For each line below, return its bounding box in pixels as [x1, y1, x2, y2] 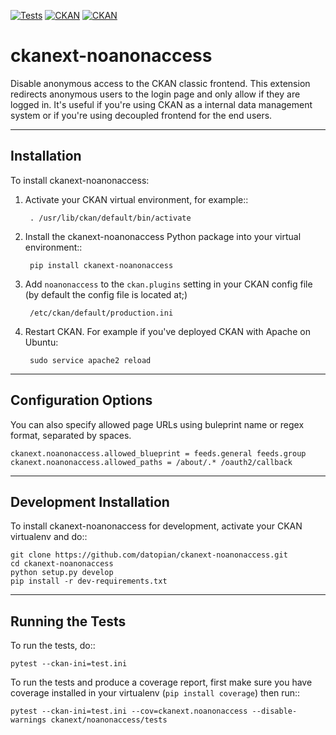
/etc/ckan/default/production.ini [29, 308, 174, 318]
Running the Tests [10, 613, 127, 630]
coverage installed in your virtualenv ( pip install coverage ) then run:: [10, 687, 301, 699]
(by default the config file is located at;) [24, 288, 188, 300]
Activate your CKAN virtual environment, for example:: [24, 193, 249, 205]
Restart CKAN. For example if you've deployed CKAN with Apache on [24, 325, 311, 337]
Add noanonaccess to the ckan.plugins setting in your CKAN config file [24, 278, 313, 290]
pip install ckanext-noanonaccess [29, 260, 174, 270]
